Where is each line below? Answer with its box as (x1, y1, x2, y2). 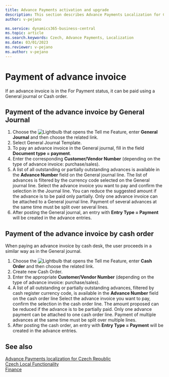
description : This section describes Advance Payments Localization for (5, 12, 161, 17)
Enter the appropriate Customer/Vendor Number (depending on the (12, 274, 154, 280)
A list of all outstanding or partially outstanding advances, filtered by (12, 285, 154, 291)
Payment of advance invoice (5, 71, 127, 82)
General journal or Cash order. (5, 93, 68, 99)
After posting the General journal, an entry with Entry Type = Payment (12, 209, 159, 216)
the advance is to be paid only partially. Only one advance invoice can (12, 193, 158, 199)
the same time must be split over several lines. (12, 204, 109, 210)
